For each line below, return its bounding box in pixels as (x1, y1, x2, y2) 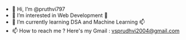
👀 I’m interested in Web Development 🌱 (11, 12, 108, 19)
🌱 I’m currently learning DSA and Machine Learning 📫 (11, 18, 145, 25)
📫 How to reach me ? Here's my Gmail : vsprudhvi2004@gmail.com (11, 27, 180, 34)
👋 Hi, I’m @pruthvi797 (11, 6, 66, 12)
